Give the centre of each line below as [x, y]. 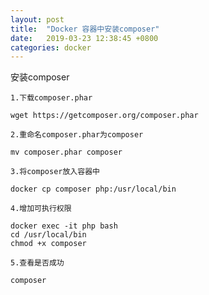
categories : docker [51, 47]
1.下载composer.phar [51, 98]
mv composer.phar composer [66, 152]
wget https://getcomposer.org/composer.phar [104, 116]
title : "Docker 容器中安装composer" [85, 29]
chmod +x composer [48, 244]
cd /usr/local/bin [48, 235]
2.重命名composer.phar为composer [77, 135]
